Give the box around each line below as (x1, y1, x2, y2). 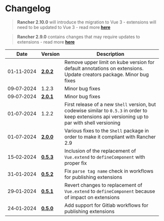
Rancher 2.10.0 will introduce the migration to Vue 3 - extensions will (17, 19, 156, 25)
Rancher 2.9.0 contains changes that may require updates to (17, 34, 140, 40)
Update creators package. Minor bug (64, 71, 149, 78)
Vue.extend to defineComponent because (64, 188, 155, 195)
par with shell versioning (64, 119, 121, 126)
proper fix (64, 159, 87, 166)
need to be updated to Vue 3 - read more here (17, 24, 111, 30)
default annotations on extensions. (64, 65, 144, 71)
